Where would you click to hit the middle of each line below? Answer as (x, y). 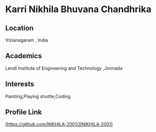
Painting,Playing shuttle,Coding (38, 96)
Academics (24, 56)
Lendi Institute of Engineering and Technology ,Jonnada (64, 68)
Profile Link (24, 112)
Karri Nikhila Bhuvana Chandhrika (78, 9)
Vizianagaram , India (27, 40)
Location (20, 28)
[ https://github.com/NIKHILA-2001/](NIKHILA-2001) (59, 124)
